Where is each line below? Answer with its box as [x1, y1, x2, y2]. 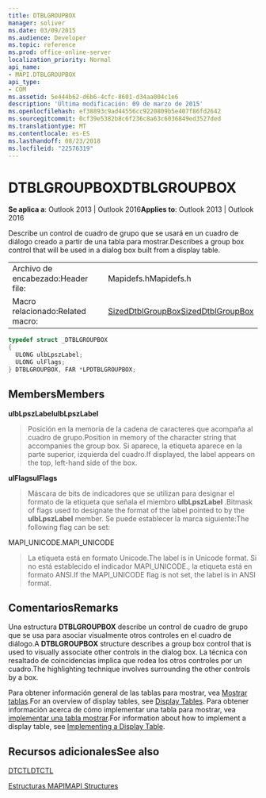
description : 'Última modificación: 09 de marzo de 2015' [8, 100, 203, 108]
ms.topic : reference [8, 41, 77, 49]
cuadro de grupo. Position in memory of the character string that [27, 432, 237, 442]
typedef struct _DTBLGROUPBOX [8, 336, 108, 344]
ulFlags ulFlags [8, 473, 58, 482]
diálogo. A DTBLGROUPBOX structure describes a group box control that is [8, 639, 252, 649]
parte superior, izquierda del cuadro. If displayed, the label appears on [27, 449, 256, 458]
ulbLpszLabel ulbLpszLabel [8, 409, 99, 418]
